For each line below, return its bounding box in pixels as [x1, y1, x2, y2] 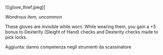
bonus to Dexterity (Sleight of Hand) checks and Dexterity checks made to [5, 29, 159, 34]
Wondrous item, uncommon [5, 14, 62, 19]
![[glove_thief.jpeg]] [5, 4, 46, 10]
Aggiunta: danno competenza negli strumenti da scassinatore [5, 44, 132, 49]
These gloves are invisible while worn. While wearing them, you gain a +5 [5, 23, 156, 29]
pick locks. [5, 34, 27, 40]
